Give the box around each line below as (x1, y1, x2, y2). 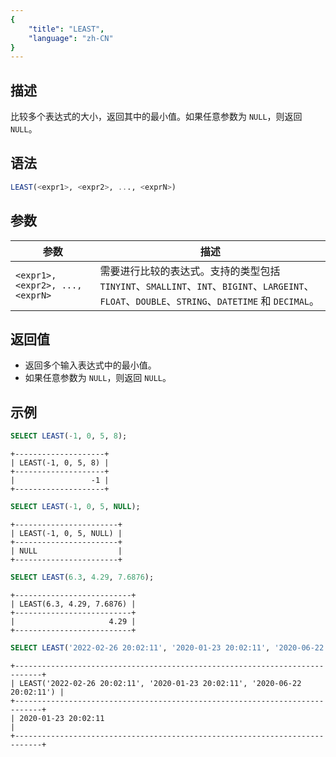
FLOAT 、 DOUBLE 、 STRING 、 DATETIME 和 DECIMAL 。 (99, 294, 320, 308)
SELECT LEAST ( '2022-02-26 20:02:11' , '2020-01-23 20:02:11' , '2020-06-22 (10, 642, 325, 653)
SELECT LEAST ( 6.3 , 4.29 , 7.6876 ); (10, 572, 155, 582)
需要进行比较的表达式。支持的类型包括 (99, 264, 281, 278)
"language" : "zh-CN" (28, 33, 114, 43)
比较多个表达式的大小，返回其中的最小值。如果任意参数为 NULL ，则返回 (10, 111, 303, 123)
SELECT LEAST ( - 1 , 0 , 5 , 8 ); (10, 431, 128, 441)
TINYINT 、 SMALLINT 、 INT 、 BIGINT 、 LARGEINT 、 (99, 279, 315, 293)
